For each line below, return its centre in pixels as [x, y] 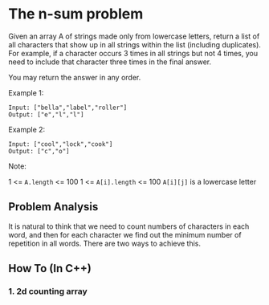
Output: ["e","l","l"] [46, 114]
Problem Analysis [53, 207]
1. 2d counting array [48, 291]
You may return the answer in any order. [75, 77]
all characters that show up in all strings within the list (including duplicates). [134, 44]
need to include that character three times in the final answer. [110, 62]
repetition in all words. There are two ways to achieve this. [105, 243]
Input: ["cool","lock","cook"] [61, 144]
